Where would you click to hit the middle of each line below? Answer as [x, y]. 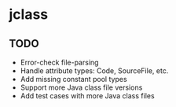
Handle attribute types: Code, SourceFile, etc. [94, 71]
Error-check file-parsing [59, 62]
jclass [29, 15]
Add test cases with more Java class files [88, 96]
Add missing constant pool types [74, 79]
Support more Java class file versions [81, 87]
